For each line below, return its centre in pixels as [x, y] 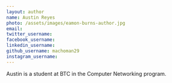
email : [14, 29]
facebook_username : [31, 40]
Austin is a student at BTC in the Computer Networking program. [86, 73]
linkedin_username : [31, 46]
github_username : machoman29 [43, 51]
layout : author [25, 12]
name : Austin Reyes [31, 17]
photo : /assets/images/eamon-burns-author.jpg [66, 23]
